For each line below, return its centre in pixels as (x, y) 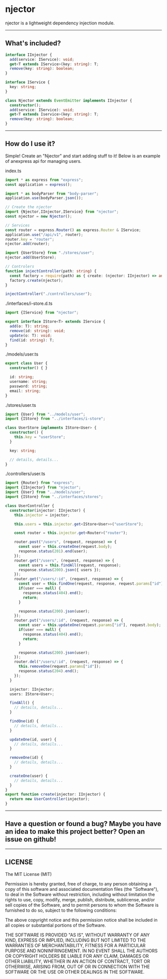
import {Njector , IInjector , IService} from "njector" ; (62, 212)
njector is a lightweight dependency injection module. (60, 23)
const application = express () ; (39, 184)
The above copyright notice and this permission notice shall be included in (81, 920)
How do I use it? (30, 144)
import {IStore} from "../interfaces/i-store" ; (55, 419)
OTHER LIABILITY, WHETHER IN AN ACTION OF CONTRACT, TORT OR (78, 961)
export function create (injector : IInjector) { (55, 795)
